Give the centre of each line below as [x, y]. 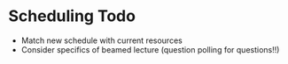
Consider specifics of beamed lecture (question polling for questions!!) [150, 49]
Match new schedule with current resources [101, 40]
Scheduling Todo [72, 16]
